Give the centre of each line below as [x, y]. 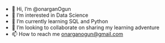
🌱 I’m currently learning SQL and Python [60, 21]
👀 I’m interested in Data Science [50, 15]
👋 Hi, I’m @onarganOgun [41, 9]
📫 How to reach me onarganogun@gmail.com [67, 34]
